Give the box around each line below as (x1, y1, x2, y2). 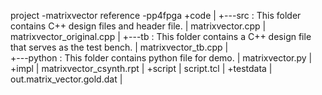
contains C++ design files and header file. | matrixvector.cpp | (10, 20, 267, 32)
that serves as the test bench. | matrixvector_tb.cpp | (10, 41, 229, 53)
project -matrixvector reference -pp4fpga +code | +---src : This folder (10, 10, 302, 21)
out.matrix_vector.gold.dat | (10, 73, 123, 85)
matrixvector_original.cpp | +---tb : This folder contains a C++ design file (10, 31, 312, 42)
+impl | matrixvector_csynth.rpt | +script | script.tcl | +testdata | (10, 63, 273, 74)
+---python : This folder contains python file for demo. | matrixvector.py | (10, 52, 313, 64)
